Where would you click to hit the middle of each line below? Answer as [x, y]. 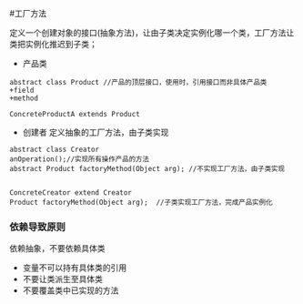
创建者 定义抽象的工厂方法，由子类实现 [96, 132]
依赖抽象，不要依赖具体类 [57, 248]
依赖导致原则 [38, 227]
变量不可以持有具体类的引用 [75, 268]
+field [22, 90]
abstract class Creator [55, 149]
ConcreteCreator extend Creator [71, 193]
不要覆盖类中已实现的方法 [71, 290]
